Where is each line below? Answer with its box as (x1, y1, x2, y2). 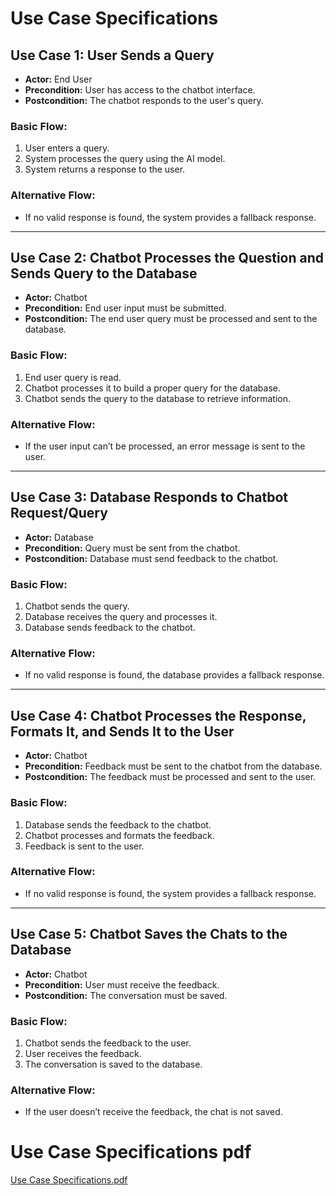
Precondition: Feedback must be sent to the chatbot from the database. (24, 760, 323, 772)
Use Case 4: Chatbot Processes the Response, (10, 707, 307, 724)
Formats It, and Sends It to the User (10, 723, 235, 740)
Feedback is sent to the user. (24, 840, 145, 852)
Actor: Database (24, 531, 94, 543)
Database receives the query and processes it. (24, 611, 218, 623)
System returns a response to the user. (24, 163, 186, 176)
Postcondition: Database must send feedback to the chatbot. (24, 552, 279, 564)
